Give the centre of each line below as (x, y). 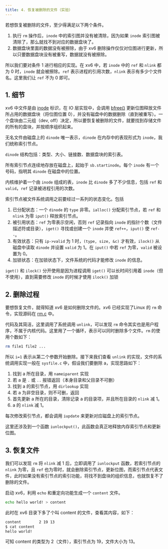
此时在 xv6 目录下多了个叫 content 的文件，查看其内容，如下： (70, 512)
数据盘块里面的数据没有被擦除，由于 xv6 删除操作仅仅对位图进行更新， (86, 48)
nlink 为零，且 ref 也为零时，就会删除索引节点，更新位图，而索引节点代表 (82, 469)
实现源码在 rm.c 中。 (35, 314)
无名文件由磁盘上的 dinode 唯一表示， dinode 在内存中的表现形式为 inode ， (82, 138)
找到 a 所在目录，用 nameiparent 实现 (51, 374)
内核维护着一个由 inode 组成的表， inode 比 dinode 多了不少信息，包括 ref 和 (83, 182)
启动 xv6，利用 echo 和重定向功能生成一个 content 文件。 (64, 493)
